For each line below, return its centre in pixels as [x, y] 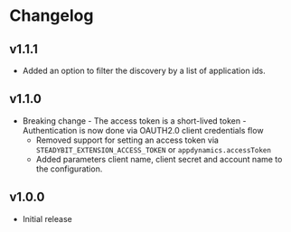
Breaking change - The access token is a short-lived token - [134, 121]
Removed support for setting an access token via [127, 140]
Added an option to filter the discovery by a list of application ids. [144, 70]
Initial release [47, 218]
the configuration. [69, 169]
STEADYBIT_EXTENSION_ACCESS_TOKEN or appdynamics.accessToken [153, 149]
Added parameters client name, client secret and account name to [159, 159]
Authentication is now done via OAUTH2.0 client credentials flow [143, 130]
